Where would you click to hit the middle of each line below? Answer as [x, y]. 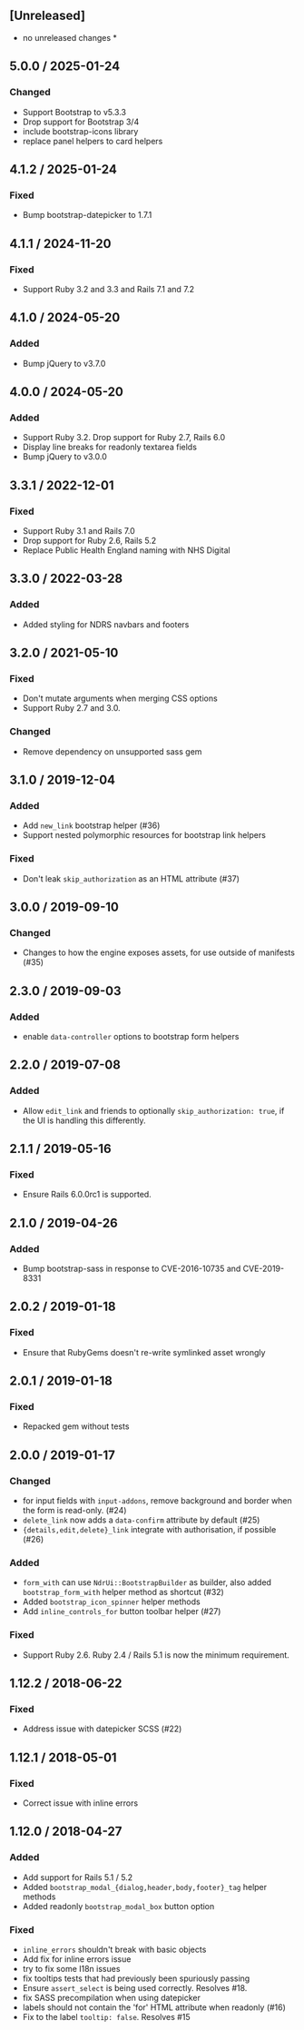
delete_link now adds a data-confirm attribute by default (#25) [141, 1520]
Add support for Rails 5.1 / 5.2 [78, 1877]
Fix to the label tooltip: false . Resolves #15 [106, 2017]
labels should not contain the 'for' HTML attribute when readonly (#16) [154, 2007]
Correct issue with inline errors [80, 1803]
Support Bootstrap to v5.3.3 [74, 112]
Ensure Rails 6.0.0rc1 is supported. [87, 1195]
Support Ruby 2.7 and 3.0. [71, 708]
